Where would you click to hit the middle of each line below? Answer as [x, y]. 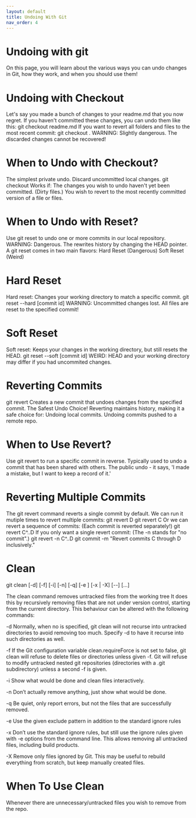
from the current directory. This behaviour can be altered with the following [97, 608]
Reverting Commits [54, 386]
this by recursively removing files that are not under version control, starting [98, 602]
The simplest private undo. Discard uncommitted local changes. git [87, 179]
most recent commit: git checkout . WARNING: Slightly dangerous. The [92, 133]
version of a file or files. [35, 198]
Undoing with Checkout [65, 98]
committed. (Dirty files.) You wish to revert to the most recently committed [96, 192]
